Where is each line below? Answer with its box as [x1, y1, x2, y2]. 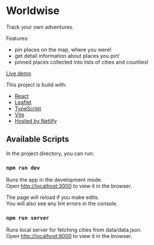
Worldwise [6, 4, 60, 18]
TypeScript [14, 105, 42, 112]
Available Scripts [6, 134, 69, 144]
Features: [6, 34, 29, 42]
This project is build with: [6, 81, 67, 88]
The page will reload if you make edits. [6, 194, 100, 201]
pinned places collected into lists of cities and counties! [14, 58, 149, 65]
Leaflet [14, 98, 32, 106]
